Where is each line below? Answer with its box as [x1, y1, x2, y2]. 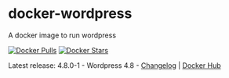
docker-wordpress [8, 5, 133, 23]
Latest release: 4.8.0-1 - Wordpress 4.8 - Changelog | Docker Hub [8, 60, 221, 70]
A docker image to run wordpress [8, 30, 116, 40]
